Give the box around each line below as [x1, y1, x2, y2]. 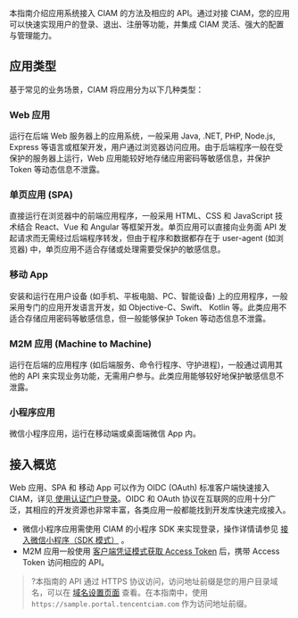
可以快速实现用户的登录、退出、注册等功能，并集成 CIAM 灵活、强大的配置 [9, 19, 285, 29]
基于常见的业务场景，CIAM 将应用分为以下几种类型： [9, 84, 204, 95]
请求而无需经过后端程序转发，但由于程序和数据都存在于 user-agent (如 [16, 233, 277, 244]
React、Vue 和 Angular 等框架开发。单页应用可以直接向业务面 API [34, 221, 277, 232]
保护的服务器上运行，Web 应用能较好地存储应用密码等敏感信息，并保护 [9, 153, 270, 163]
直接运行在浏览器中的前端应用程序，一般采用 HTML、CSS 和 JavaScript [9, 211, 274, 221]
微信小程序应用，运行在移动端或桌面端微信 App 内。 [9, 428, 201, 439]
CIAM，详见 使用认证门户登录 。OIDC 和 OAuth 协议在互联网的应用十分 [9, 494, 269, 505]
